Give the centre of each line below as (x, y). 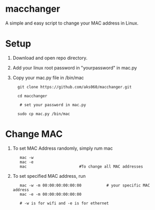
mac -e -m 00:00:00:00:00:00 (50, 194)
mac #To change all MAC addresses (81, 167)
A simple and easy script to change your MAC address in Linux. (72, 23)
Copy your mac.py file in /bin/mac (48, 78)
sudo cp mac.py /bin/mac (44, 114)
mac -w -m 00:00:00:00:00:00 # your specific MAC (85, 185)
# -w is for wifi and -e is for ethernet (64, 203)
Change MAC (34, 134)
